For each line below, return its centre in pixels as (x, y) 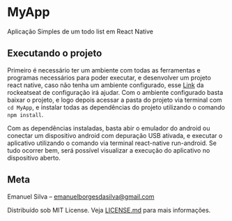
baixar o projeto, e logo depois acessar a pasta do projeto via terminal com (115, 100)
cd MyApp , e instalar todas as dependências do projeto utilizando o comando (116, 107)
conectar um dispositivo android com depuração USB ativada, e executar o (115, 135)
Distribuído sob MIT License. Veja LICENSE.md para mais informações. (109, 210)
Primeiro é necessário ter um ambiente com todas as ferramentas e (104, 70)
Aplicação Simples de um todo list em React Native (80, 31)
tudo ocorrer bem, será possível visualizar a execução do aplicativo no (109, 150)
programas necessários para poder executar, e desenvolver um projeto (109, 77)
